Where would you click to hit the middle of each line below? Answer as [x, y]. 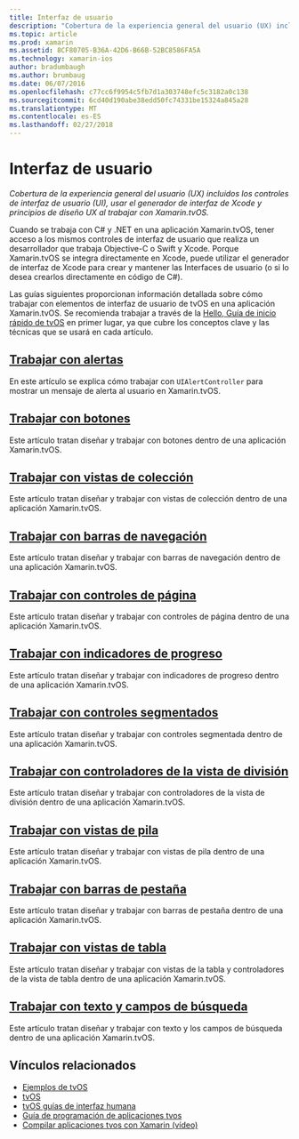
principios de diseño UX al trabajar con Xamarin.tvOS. [109, 212]
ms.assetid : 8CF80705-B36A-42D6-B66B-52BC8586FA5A [105, 51]
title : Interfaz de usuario [61, 17]
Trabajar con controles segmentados [114, 713]
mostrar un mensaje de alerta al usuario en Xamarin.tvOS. [115, 390]
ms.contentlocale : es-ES [55, 116]
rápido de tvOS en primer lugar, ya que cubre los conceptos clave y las [139, 322]
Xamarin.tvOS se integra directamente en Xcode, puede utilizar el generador [149, 258]
